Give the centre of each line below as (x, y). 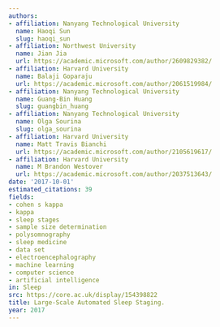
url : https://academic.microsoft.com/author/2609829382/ (114, 62)
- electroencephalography (52, 257)
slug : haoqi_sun (43, 39)
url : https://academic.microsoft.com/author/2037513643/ (114, 174)
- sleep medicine (38, 243)
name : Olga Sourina (49, 122)
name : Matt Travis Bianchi (61, 144)
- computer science (41, 273)
